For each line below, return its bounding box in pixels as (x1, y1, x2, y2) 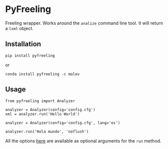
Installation (5, 40, 41, 48)
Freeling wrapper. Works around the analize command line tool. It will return (5, 20, 163, 26)
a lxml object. (5, 25, 34, 31)
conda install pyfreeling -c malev (5, 71, 80, 76)
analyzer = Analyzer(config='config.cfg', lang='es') (5, 120, 121, 125)
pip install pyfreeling (5, 53, 55, 58)
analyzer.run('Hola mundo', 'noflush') (5, 129, 89, 134)
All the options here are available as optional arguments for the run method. (5, 137, 162, 143)
